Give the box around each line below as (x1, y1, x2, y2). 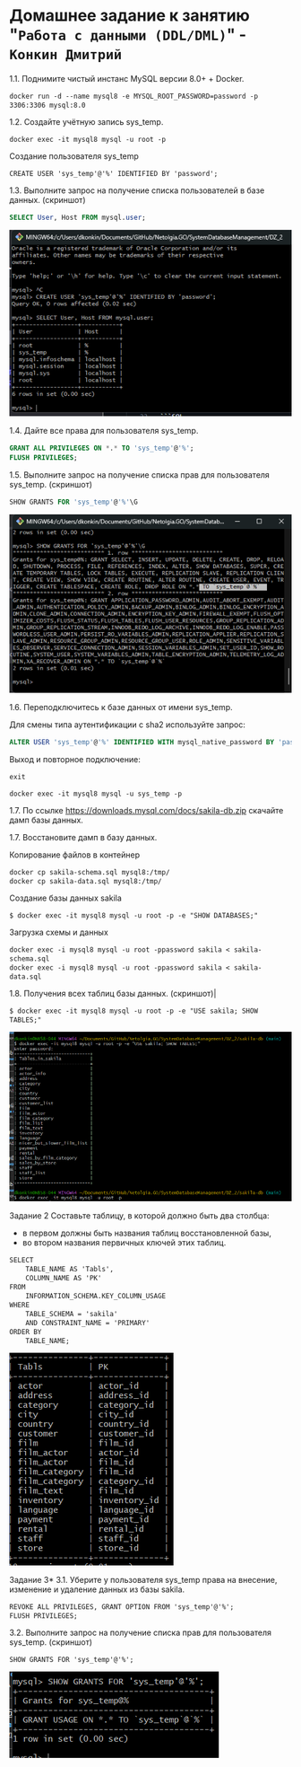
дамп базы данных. (9, 814, 83, 825)
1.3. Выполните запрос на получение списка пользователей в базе (9, 185, 265, 196)
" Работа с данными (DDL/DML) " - (9, 24, 247, 45)
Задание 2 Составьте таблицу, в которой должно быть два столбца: (9, 1209, 271, 1221)
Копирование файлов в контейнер (9, 849, 141, 860)
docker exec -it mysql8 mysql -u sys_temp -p (9, 789, 182, 798)
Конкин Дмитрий (9, 47, 123, 64)
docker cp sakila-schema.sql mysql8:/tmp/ (9, 867, 170, 876)
